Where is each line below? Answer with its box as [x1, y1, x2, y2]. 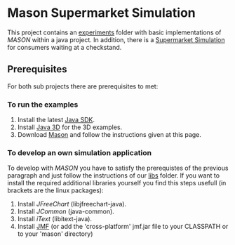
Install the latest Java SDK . [17, 116, 95, 124]
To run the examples [7, 100, 79, 110]
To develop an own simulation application [7, 147, 152, 157]
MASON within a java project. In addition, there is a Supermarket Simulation [7, 35, 225, 44]
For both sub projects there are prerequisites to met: [7, 82, 159, 91]
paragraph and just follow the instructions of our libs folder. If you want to [7, 171, 220, 180]
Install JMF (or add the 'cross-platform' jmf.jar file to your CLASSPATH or [17, 223, 229, 231]
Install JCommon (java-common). [17, 207, 114, 216]
